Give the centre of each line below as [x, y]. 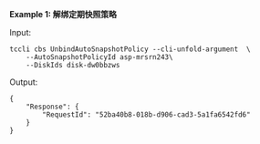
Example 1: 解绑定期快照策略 [63, 14]
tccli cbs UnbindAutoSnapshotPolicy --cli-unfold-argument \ [130, 49]
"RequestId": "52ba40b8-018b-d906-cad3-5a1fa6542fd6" [146, 115]
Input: [21, 32]
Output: [24, 82]
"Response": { [52, 107]
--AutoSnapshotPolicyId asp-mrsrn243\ [99, 57]
